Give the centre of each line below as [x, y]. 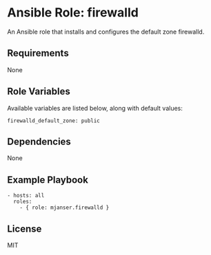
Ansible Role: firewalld [73, 13]
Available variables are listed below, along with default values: [95, 108]
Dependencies [39, 141]
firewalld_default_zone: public [53, 121]
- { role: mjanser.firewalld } [64, 208]
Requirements [38, 53]
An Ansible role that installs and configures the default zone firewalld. [106, 32]
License [24, 229]
